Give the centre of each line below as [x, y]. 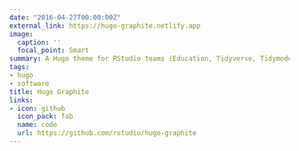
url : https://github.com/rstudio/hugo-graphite [107, 133]
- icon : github [37, 108]
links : [21, 100]
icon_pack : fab [45, 116]
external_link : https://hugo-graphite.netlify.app [105, 26]
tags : [19, 68]
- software [29, 83]
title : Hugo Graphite [49, 91]
